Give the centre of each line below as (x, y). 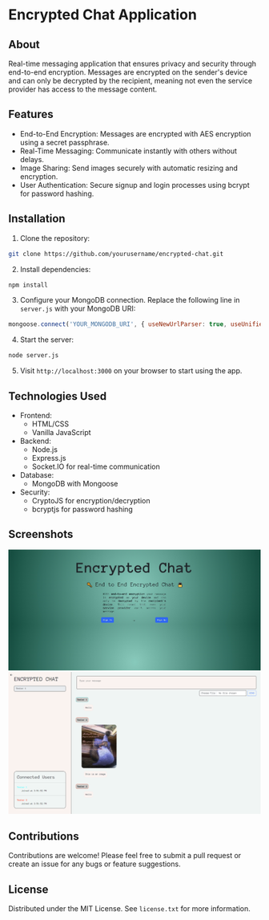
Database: (37, 474)
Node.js (45, 449)
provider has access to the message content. (83, 89)
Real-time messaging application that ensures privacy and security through (132, 63)
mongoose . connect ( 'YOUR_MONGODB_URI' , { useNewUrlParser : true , (118, 324)
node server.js (34, 356)
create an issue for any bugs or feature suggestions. (95, 864)
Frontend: (36, 415)
